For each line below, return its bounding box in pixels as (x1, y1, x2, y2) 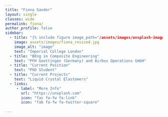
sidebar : (5, 30, 23, 35)
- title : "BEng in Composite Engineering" (9, 53, 99, 59)
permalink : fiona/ (5, 21, 43, 26)
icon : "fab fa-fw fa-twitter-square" (20, 100, 99, 105)
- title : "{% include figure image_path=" (9, 35, 99, 40)
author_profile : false (5, 26, 52, 31)
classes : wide (5, 16, 35, 21)
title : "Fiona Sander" (5, 7, 52, 12)
